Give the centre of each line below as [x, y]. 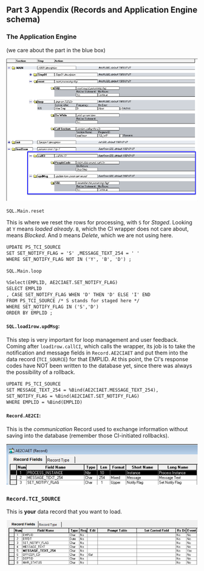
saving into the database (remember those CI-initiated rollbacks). [88, 436]
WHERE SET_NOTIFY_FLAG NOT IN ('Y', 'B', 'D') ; [69, 259]
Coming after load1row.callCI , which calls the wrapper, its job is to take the [101, 346]
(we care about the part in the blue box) [56, 50]
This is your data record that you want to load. [64, 512]
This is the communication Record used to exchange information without [97, 429]
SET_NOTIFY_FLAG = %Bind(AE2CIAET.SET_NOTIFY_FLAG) [73, 396]
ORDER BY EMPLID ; [29, 313]
